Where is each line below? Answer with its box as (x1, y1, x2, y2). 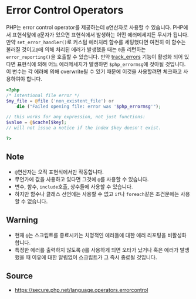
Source (6, 271, 33, 281)
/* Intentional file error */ (6, 92, 80, 98)
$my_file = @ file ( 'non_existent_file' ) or (6, 98, 114, 104)
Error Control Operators (6, 4, 124, 17)
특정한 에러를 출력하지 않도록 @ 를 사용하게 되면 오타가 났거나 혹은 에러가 (14, 246, 179, 253)
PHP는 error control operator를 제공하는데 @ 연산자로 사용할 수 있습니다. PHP (6, 24, 184, 31)
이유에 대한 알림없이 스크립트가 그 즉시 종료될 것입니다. (32, 254, 157, 261)
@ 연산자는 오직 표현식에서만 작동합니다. (14, 168, 104, 175)
